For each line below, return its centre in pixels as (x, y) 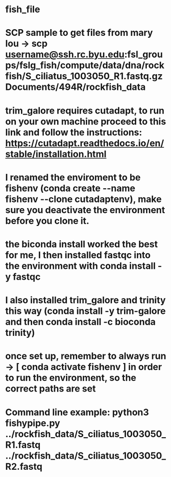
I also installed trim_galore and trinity (86, 300)
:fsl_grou (144, 54)
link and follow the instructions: (74, 132)
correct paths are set (51, 389)
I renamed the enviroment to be (73, 177)
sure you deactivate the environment (85, 210)
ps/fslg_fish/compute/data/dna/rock (85, 65)
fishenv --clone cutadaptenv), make (83, 199)
